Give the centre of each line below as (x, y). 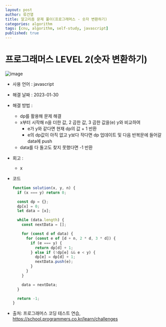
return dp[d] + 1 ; (54, 248)
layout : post (19, 10)
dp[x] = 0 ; (28, 206)
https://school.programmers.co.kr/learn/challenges (65, 319)
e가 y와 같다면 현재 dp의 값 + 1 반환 (62, 128)
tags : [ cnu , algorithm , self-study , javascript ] (57, 29)
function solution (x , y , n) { (44, 188)
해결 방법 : (22, 105)
